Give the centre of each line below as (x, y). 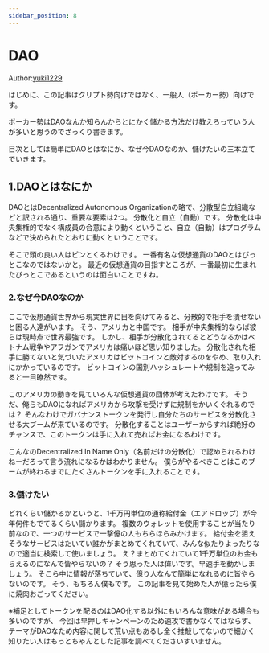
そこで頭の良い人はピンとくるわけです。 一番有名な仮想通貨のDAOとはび (129, 255)
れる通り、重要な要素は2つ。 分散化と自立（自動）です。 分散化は (145, 217)
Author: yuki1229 (35, 78)
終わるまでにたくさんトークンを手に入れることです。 (117, 471)
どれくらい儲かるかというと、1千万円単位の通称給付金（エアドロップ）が (129, 513)
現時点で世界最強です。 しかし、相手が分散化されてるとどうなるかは (135, 337)
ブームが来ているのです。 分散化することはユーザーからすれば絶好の (142, 424)
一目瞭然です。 (47, 377)
